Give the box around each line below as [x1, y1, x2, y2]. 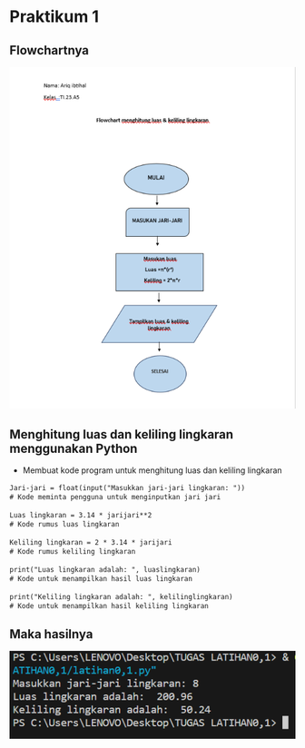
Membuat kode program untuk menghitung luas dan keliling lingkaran [22, 465, 283, 476]
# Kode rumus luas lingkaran [9, 520, 120, 529]
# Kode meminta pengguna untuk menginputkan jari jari [9, 493, 221, 502]
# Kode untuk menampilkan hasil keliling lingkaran [9, 602, 209, 611]
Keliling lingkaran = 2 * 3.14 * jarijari [9, 538, 172, 547]
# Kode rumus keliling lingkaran [9, 547, 136, 556]
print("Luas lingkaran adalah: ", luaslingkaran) [9, 566, 202, 575]
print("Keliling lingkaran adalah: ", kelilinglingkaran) [9, 593, 233, 602]
